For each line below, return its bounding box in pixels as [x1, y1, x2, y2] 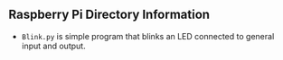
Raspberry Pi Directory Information [8, 7, 210, 22]
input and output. [21, 40, 87, 51]
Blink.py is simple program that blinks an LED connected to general [21, 30, 275, 41]
